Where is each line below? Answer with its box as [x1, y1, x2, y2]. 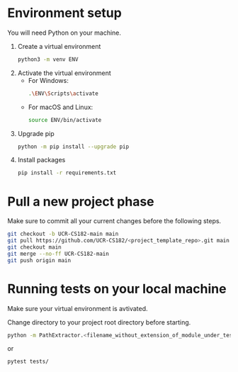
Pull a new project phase [7, 193, 154, 210]
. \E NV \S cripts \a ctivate [28, 90, 99, 97]
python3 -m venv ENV [17, 55, 79, 63]
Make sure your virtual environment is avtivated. [7, 304, 148, 312]
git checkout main [7, 244, 62, 251]
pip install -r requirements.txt [17, 169, 117, 176]
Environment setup [7, 5, 122, 21]
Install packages [17, 156, 66, 164]
